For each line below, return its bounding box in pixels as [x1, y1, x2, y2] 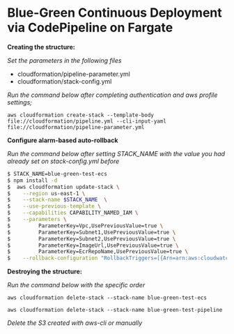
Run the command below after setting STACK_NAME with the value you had [7, 149, 225, 158]
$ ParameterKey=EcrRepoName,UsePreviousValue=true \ [7, 248, 189, 255]
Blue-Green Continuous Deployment [7, 5, 222, 21]
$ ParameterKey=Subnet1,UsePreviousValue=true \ [7, 229, 176, 236]
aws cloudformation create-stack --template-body [7, 112, 155, 119]
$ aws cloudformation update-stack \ [7, 183, 120, 190]
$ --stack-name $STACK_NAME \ [7, 197, 108, 204]
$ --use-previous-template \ [7, 203, 101, 210]
